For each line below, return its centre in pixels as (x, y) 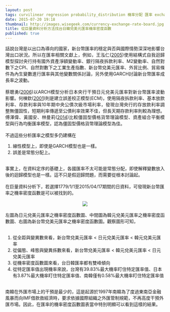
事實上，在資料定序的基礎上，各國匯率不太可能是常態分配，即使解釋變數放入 (85, 168)
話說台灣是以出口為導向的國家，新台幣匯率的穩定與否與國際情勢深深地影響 (83, 48)
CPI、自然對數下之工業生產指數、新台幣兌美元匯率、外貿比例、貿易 (89, 67)
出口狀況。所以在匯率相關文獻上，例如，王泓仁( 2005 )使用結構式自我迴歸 (87, 55)
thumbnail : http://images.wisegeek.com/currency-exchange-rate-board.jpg (85, 24)
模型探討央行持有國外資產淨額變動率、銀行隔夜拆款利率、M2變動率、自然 (83, 61)
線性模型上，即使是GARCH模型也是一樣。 (56, 146)
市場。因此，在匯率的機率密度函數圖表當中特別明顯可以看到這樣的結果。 (85, 304)
